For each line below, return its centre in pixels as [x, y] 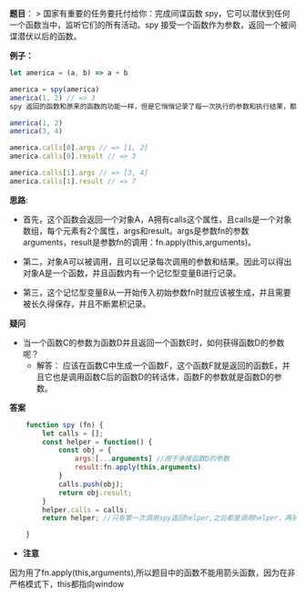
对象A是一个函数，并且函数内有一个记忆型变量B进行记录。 [132, 273]
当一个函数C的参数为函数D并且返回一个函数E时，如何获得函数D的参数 [153, 342]
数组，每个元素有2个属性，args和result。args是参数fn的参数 [136, 230]
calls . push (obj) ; [91, 484]
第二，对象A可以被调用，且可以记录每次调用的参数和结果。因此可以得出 [157, 261]
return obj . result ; [95, 493]
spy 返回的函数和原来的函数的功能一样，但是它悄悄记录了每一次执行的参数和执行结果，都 [153, 106]
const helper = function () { [97, 442]
